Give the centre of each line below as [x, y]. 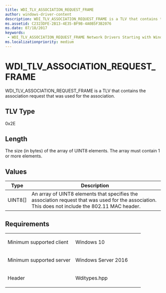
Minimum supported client [38, 242]
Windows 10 [90, 242]
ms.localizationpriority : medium [40, 42]
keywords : [15, 33]
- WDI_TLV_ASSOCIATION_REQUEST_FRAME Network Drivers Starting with [79, 38]
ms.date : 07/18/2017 [26, 28]
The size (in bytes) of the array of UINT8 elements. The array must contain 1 [83, 151]
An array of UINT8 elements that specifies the [85, 194]
